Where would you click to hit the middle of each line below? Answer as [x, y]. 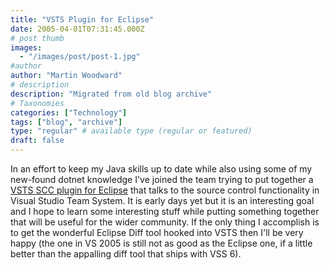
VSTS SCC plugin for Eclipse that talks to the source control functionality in [165, 190]
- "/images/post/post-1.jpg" [80, 57]
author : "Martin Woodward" [66, 76]
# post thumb [37, 38]
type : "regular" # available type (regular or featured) [131, 131]
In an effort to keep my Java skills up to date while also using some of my [161, 169]
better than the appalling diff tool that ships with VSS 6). [126, 254]
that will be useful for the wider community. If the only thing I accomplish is [165, 222]
